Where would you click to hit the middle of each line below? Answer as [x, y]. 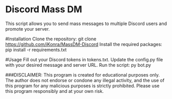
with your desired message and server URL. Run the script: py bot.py [78, 65]
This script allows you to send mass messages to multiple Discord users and [86, 23]
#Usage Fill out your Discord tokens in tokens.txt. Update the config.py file [84, 59]
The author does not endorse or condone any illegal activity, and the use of [85, 80]
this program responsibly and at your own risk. [55, 91]
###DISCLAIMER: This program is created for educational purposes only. [83, 75]
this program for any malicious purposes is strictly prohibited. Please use [83, 86]
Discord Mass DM [44, 9]
